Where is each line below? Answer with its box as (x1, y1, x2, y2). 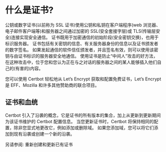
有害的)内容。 (15, 65, 44, 71)
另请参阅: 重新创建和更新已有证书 (5, 141, 73, 147)
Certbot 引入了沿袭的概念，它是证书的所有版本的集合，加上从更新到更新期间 (5, 112, 161, 118)
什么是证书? (5, 4, 54, 16)
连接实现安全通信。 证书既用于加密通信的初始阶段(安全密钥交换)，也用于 (11, 34, 159, 40)
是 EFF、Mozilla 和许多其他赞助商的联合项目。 (5, 82, 100, 88)
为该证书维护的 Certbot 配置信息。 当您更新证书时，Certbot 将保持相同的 (5, 118, 154, 124)
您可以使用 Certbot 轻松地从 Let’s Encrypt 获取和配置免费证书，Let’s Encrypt (5, 76, 162, 82)
